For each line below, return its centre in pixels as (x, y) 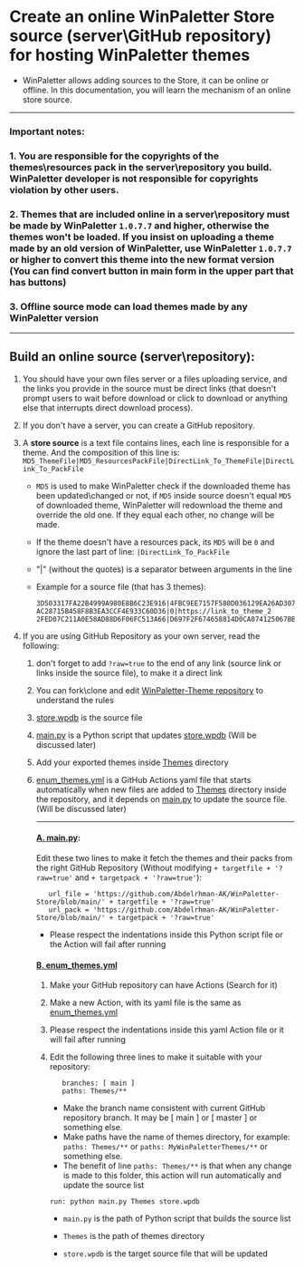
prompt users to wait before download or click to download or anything (155, 398)
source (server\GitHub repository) (141, 36)
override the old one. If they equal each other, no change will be (155, 515)
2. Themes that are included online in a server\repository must (150, 214)
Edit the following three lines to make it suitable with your (156, 1057)
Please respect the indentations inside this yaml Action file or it (167, 1030)
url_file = (69, 895)
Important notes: (47, 131)
